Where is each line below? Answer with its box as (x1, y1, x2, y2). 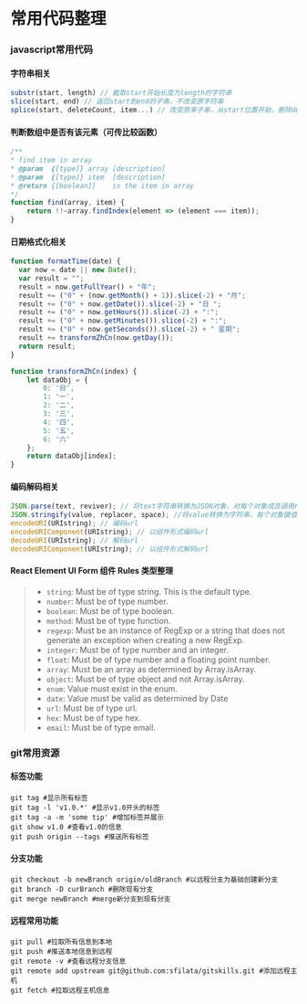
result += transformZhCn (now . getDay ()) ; (18, 333, 174, 343)
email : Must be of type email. (46, 722, 156, 733)
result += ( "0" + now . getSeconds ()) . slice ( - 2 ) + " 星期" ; (18, 325, 240, 334)
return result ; (18, 342, 77, 351)
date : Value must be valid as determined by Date (46, 692, 229, 703)
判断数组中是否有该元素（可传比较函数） (10, 126, 162, 137)
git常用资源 (10, 746, 60, 759)
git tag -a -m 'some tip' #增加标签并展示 (10, 813, 165, 822)
